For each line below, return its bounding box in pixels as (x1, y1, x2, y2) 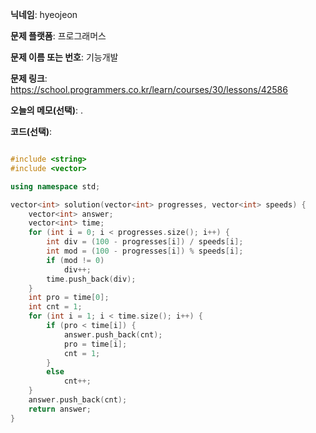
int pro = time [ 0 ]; (28, 293, 110, 303)
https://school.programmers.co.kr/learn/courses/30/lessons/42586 (10, 84, 288, 95)
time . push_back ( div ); (46, 274, 137, 284)
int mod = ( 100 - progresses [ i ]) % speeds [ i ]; (46, 246, 244, 256)
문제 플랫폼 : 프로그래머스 (10, 30, 107, 42)
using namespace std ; (10, 181, 101, 192)
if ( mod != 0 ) (46, 255, 105, 265)
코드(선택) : (10, 126, 53, 137)
